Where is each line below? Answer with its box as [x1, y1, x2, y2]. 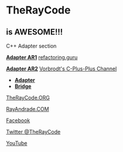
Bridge [14, 83, 32, 90]
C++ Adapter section [6, 42, 57, 49]
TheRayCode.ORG [6, 94, 50, 101]
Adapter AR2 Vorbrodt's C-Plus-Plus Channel [6, 65, 117, 72]
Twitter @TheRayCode [6, 129, 61, 135]
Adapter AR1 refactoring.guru [6, 54, 78, 60]
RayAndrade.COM [6, 106, 49, 112]
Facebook [6, 117, 30, 124]
